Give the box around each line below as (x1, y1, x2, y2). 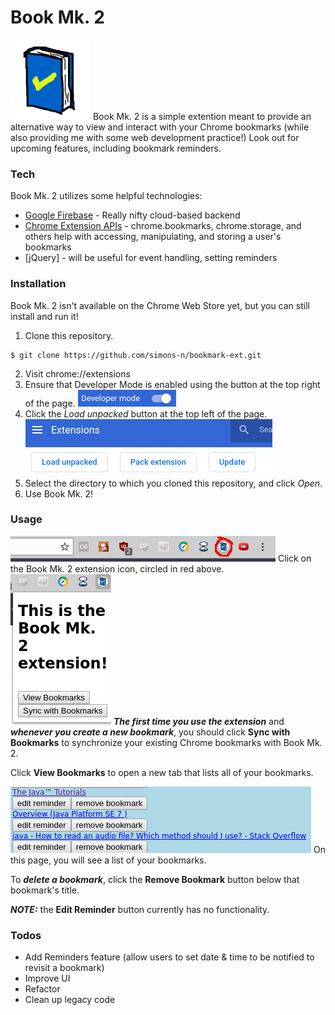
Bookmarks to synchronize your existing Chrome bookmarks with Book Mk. (10, 736, 323, 748)
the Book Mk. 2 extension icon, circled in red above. (10, 562, 225, 575)
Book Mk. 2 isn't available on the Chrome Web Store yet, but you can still (10, 299, 310, 311)
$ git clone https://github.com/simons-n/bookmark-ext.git (10, 350, 262, 360)
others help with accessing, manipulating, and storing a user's (24, 231, 282, 243)
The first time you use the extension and (113, 715, 285, 727)
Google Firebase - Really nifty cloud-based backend (24, 209, 241, 221)
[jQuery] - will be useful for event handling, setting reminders (24, 252, 278, 264)
